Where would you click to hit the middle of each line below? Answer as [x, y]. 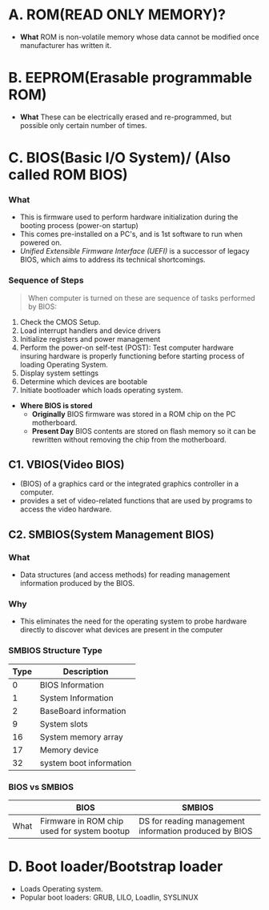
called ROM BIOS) [68, 175]
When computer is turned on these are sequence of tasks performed [141, 298]
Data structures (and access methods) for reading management [125, 575]
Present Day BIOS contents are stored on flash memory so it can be [144, 431]
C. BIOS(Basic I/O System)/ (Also [119, 158]
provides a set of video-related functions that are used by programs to [136, 501]
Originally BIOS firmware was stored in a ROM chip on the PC [134, 414]
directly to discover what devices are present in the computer [121, 630]
